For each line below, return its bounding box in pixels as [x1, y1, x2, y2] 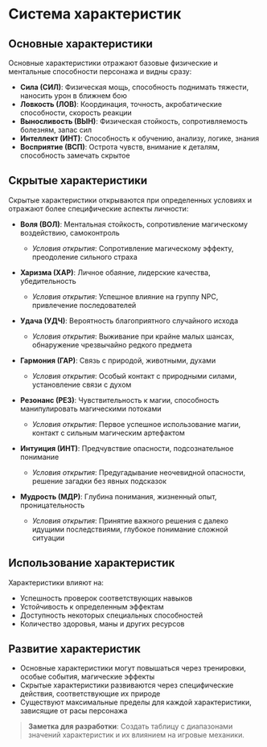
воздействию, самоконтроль [19, 228, 121, 237]
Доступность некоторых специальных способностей [19, 610, 203, 620]
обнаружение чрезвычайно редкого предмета [31, 339, 193, 350]
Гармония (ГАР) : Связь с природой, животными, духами [19, 355, 216, 365]
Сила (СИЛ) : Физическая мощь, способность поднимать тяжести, [19, 82, 249, 92]
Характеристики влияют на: [8, 577, 105, 587]
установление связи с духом [31, 380, 132, 389]
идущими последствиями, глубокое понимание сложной [31, 524, 228, 534]
